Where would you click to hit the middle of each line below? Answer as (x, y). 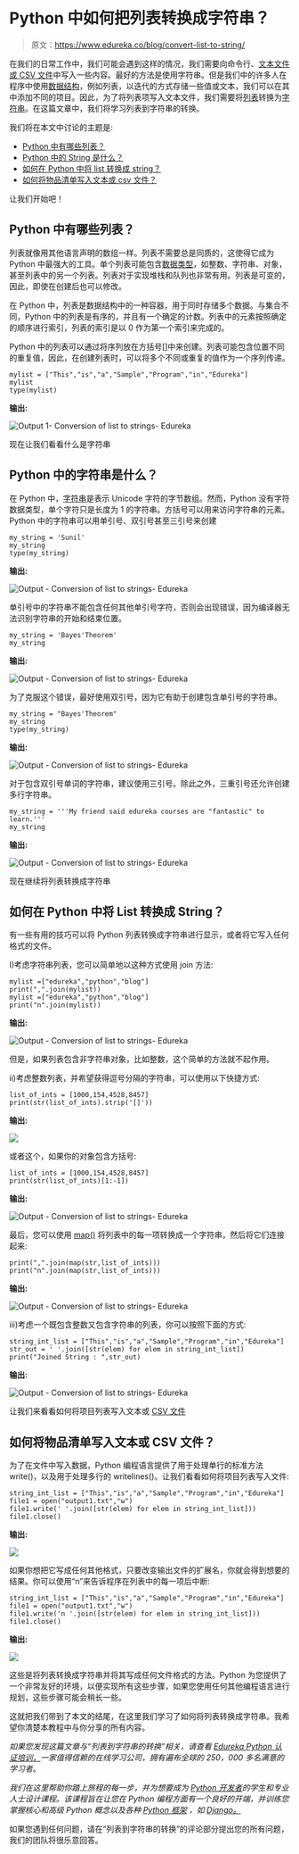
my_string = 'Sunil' (48, 537)
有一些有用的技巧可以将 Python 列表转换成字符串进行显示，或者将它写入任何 (149, 935)
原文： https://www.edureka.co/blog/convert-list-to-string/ (138, 45)
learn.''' (28, 819)
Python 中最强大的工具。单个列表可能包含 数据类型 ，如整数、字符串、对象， (148, 263)
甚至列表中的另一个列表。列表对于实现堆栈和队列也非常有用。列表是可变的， (149, 275)
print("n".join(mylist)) (55, 1005)
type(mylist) (33, 390)
